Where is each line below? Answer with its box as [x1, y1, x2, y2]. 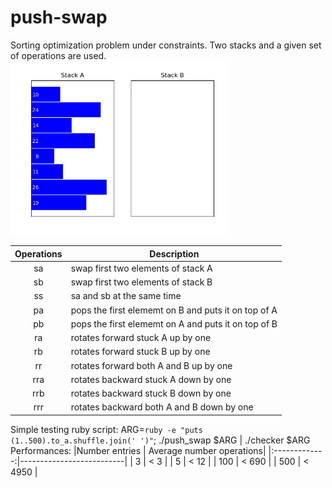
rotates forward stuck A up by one [70, 332, 212, 344]
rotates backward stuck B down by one [70, 387, 232, 400]
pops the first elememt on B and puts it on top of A [70, 304, 278, 316]
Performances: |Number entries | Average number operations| [10, 444, 267, 456]
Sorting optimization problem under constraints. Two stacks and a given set [10, 39, 322, 51]
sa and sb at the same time [70, 290, 182, 302]
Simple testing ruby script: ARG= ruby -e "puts [10, 423, 203, 435]
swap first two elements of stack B [70, 276, 213, 288]
